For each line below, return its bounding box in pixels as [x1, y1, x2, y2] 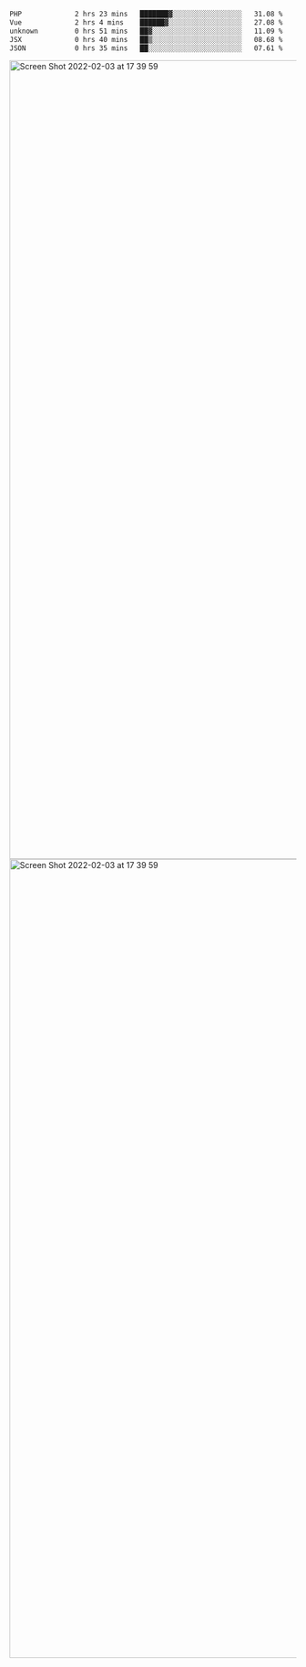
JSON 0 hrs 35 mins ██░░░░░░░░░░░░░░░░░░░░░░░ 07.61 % [9, 43, 283, 53]
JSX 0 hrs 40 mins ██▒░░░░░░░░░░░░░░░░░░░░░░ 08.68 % [9, 35, 283, 44]
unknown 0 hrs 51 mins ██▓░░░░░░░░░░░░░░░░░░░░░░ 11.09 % [9, 26, 283, 36]
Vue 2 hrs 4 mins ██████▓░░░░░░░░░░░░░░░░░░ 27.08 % [9, 17, 283, 27]
